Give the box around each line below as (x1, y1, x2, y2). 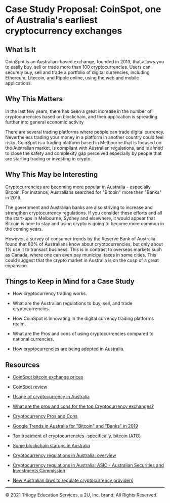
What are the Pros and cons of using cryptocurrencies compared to (12, 330, 154, 337)
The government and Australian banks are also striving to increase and (5, 204, 153, 211)
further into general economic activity (5, 119, 84, 125)
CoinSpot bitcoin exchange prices (12, 374, 83, 380)
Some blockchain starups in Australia (12, 443, 90, 449)
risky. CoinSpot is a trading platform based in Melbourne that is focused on (5, 139, 162, 145)
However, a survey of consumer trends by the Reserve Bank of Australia (5, 235, 156, 241)
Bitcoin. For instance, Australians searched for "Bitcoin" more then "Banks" (5, 189, 162, 195)
